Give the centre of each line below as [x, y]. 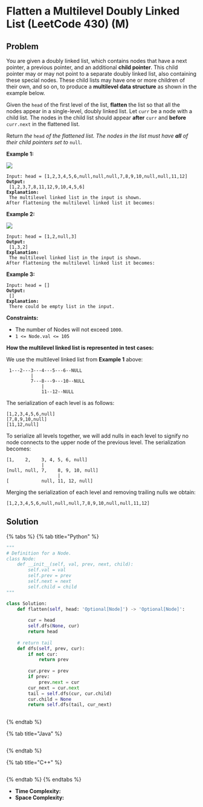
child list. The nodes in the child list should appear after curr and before [96, 117]
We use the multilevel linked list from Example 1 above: [75, 359]
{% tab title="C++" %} [34, 763]
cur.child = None [50, 699]
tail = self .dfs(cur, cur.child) [70, 693]
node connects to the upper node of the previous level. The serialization [96, 442]
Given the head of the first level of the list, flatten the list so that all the [93, 105]
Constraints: [22, 318]
